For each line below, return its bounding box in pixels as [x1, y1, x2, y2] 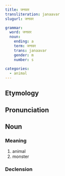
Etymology [5, 89, 39, 97]
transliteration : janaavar [5, 12, 60, 17]
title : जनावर [5, 7, 29, 12]
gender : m [14, 53, 34, 58]
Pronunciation [5, 106, 49, 114]
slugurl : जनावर [5, 16, 34, 21]
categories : [5, 66, 29, 71]
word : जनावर [9, 30, 32, 35]
